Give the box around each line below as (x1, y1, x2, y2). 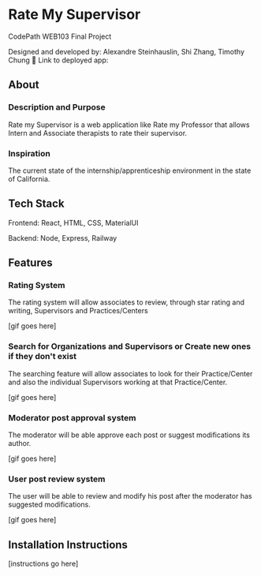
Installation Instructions (8, 538, 129, 552)
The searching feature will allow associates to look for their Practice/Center (8, 368, 253, 378)
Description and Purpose (8, 102, 106, 113)
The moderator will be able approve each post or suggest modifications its (8, 430, 251, 439)
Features (8, 256, 53, 270)
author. (8, 439, 32, 448)
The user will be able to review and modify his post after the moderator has (8, 492, 252, 501)
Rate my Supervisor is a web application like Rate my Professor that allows (8, 120, 250, 129)
